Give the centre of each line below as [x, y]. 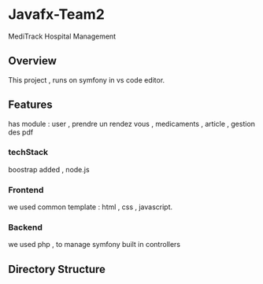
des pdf [21, 132]
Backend [26, 227]
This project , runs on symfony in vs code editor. [87, 79]
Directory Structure [57, 269]
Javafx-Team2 [56, 15]
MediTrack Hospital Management [62, 36]
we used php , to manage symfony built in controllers [94, 245]
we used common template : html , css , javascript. [91, 207]
